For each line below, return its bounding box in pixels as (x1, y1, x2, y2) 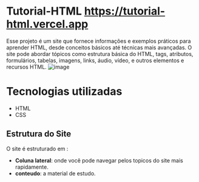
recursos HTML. (6, 63, 47, 71)
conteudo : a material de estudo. (15, 169, 96, 177)
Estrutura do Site (6, 129, 72, 139)
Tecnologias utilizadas (6, 85, 123, 99)
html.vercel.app (6, 17, 89, 31)
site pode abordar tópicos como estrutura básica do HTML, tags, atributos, (6, 50, 194, 57)
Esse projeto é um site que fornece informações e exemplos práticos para (6, 37, 191, 44)
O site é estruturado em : (6, 145, 69, 152)
